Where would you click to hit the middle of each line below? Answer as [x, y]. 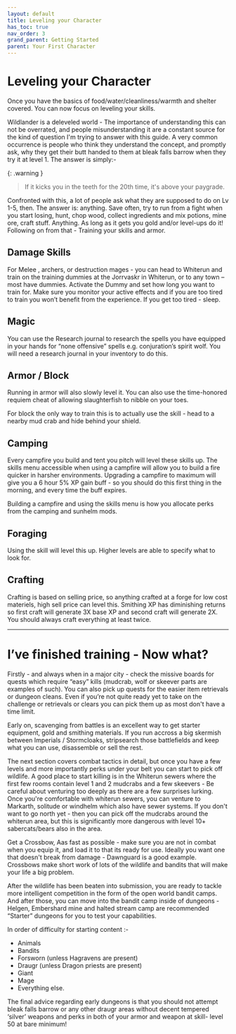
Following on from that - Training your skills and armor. [87, 230]
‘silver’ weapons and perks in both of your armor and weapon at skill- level [115, 1016]
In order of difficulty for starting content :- [68, 929]
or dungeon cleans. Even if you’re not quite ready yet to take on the [105, 696]
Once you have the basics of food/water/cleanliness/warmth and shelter [112, 101]
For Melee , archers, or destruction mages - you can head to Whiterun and [115, 269]
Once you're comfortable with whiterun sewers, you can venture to [104, 798]
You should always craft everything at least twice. [79, 619]
